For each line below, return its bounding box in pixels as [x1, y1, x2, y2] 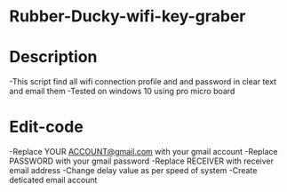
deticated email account [9, 175, 98, 186]
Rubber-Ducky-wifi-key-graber [9, 6, 246, 27]
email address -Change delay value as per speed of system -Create [9, 165, 258, 176]
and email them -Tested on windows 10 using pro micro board [9, 86, 235, 97]
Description [9, 47, 98, 68]
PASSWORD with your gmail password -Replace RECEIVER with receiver [9, 156, 274, 166]
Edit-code [9, 117, 84, 137]
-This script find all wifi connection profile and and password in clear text [9, 76, 277, 87]
